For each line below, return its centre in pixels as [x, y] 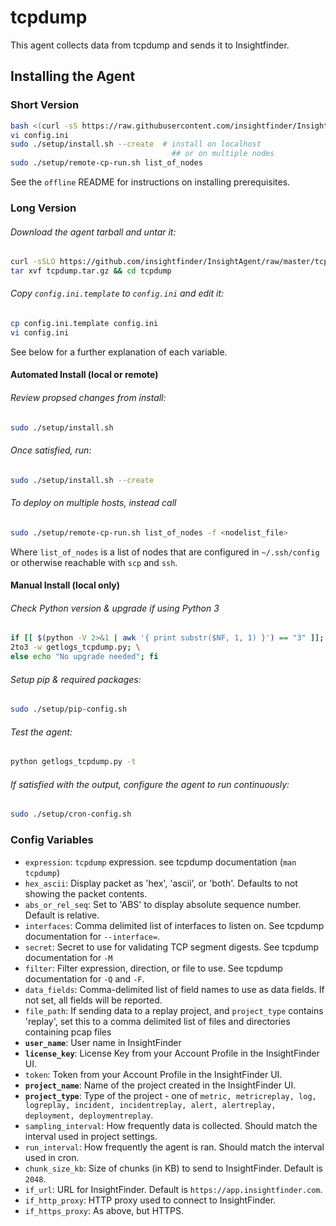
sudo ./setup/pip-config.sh [69, 709]
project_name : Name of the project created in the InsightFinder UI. [160, 1085]
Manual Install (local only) [65, 585]
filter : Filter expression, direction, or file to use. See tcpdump [153, 968]
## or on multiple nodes [223, 154]
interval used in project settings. [91, 1136]
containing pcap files [68, 1032]
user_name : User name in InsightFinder [103, 1042]
